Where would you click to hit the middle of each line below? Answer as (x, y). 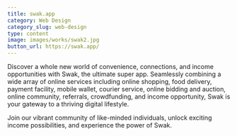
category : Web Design (39, 20)
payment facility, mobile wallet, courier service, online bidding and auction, (117, 89)
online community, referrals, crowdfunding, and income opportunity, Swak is (119, 97)
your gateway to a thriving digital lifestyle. (68, 104)
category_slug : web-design (47, 27)
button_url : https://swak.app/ (53, 47)
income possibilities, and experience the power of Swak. (89, 125)
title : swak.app (31, 14)
